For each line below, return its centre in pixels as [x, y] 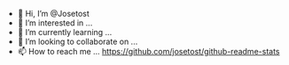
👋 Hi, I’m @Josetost [54, 14]
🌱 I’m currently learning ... [65, 32]
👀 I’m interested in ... [55, 23]
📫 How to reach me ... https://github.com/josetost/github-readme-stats [148, 51]
